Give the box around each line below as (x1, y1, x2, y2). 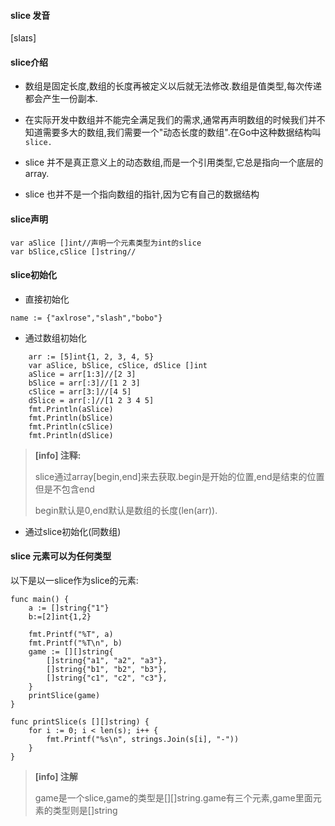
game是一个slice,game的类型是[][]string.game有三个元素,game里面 (34, 792, 313, 804)
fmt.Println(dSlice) (28, 430, 114, 440)
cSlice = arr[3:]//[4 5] (28, 386, 132, 397)
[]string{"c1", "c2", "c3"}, (46, 673, 168, 684)
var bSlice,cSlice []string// (10, 246, 137, 257)
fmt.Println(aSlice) (28, 404, 114, 414)
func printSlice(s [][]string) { (10, 717, 150, 727)
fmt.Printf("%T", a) (28, 630, 114, 640)
